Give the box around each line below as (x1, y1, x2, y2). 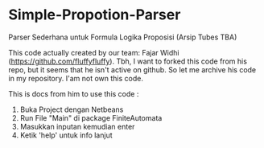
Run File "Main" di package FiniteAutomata (19, 113, 163, 122)
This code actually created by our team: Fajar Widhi (8, 47, 179, 57)
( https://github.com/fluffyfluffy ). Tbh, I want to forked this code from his (8, 56, 248, 66)
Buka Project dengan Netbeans (19, 105, 124, 114)
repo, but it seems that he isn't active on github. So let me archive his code (8, 64, 257, 74)
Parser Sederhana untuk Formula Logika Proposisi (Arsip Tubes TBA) (8, 32, 237, 42)
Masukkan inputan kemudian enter (19, 121, 135, 131)
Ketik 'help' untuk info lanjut (19, 130, 113, 140)
